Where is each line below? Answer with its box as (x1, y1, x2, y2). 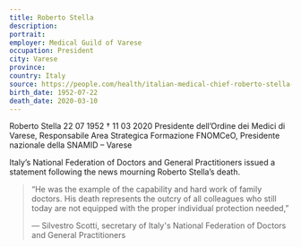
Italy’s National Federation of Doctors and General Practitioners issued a (9, 158, 276, 168)
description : (9, 21, 58, 30)
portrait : (9, 30, 47, 38)
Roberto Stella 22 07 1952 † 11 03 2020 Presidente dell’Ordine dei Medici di (9, 121, 286, 132)
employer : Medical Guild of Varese (9, 38, 142, 47)
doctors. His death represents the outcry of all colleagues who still (30, 193, 277, 204)
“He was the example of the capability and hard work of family (30, 184, 262, 195)
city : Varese (9, 55, 58, 64)
